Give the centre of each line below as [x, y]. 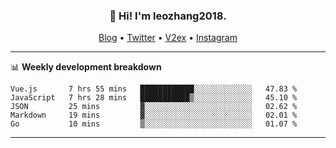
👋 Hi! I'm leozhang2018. [168, 16]
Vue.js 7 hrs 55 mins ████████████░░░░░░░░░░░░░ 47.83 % [154, 89]
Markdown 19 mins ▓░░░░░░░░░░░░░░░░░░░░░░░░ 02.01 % [154, 115]
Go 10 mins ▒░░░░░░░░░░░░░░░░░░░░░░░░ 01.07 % [154, 124]
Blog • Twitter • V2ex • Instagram [168, 38]
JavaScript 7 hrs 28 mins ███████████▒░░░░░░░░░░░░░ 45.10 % [154, 98]
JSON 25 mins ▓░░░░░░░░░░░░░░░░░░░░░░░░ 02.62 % [154, 107]
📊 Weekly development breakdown [86, 67]
